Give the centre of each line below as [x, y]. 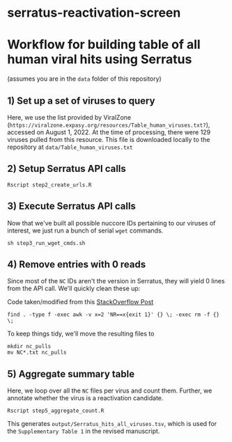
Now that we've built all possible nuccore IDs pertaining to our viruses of [111, 223]
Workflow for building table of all [104, 45]
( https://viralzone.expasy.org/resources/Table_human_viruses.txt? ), [109, 125]
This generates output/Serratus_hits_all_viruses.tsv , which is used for [112, 424]
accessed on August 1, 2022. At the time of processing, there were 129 [109, 132]
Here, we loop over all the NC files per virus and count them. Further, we [110, 390]
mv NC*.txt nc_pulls [37, 353]
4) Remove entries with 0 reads [77, 264]
